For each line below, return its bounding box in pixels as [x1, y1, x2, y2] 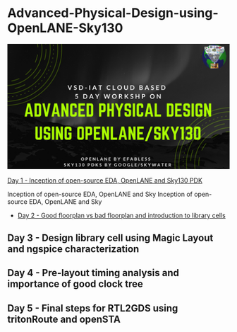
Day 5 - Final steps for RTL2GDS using [7, 302, 178, 314]
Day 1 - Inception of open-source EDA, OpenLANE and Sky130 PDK [7, 176, 203, 185]
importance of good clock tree [7, 278, 143, 290]
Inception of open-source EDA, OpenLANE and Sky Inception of [7, 190, 193, 199]
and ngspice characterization [7, 243, 140, 255]
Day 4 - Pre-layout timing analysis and [7, 267, 180, 279]
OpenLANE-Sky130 [7, 20, 123, 36]
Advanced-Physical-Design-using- [7, 5, 219, 21]
